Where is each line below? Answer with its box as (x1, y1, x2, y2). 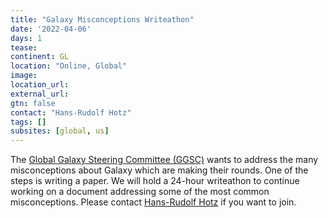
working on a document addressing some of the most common (10, 186, 270, 198)
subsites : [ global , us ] (10, 126, 110, 136)
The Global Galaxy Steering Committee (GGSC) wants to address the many (10, 154, 319, 166)
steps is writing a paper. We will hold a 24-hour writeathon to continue (10, 175, 300, 187)
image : (10, 71, 38, 81)
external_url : (10, 89, 70, 99)
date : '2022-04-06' (10, 24, 92, 34)
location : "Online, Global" (10, 61, 128, 71)
